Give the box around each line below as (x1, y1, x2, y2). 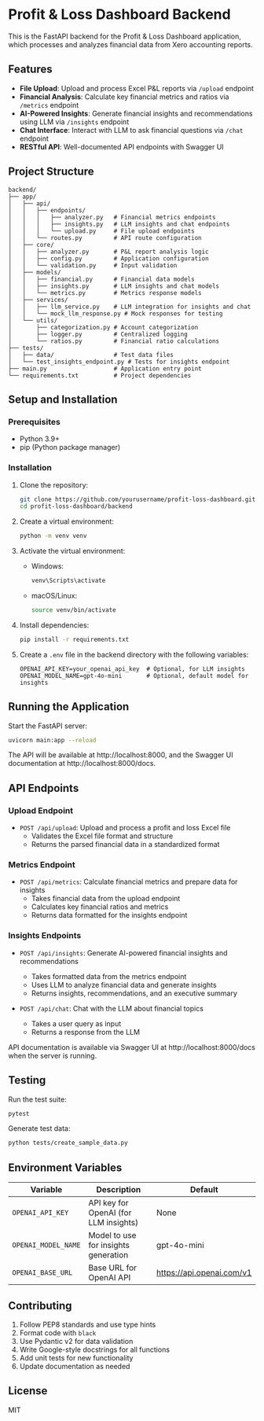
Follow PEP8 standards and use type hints (19, 1320, 156, 1329)
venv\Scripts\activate (31, 576, 106, 585)
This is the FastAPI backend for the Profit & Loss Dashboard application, (8, 31, 242, 41)
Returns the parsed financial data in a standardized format (31, 840, 220, 849)
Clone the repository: (19, 480, 89, 489)
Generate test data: (8, 1124, 71, 1133)
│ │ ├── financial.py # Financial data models (8, 275, 195, 283)
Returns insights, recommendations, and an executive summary (31, 988, 238, 998)
